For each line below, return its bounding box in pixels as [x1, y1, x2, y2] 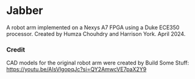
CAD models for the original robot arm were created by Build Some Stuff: [6, 59, 190, 67]
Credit [6, 45, 26, 53]
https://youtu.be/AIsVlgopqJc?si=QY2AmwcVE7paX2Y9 [6, 66, 147, 73]
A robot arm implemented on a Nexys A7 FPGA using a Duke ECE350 [6, 24, 180, 31]
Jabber [6, 4, 44, 18]
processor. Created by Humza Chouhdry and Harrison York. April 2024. [6, 30, 186, 37]
